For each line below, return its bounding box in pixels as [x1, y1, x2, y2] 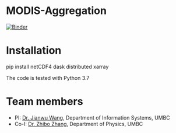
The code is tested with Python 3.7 [6, 74, 90, 81]
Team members [6, 95, 83, 108]
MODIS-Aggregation [6, 4, 107, 17]
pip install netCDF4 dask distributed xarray [6, 63, 109, 70]
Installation [6, 44, 62, 57]
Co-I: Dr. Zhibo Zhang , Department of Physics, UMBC [14, 120, 143, 127]
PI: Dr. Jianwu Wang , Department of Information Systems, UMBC [14, 114, 170, 121]
